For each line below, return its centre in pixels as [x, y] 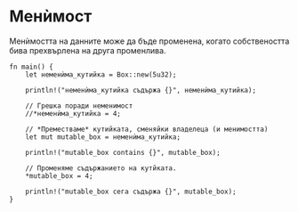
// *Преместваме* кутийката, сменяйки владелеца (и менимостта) [147, 129]
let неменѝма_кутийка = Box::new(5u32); [101, 74]
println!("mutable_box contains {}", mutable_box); [123, 152]
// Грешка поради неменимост [79, 106]
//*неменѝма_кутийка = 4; [73, 113]
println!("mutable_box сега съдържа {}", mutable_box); [131, 192]
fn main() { [31, 67]
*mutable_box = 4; [59, 175]
